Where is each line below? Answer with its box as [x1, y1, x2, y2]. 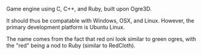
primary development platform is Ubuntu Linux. [6, 24, 125, 31]
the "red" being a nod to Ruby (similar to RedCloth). [6, 42, 136, 49]
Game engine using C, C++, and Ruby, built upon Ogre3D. [6, 5, 152, 12]
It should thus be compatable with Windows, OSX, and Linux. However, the [6, 17, 195, 24]
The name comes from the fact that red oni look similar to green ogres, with [6, 35, 197, 42]
